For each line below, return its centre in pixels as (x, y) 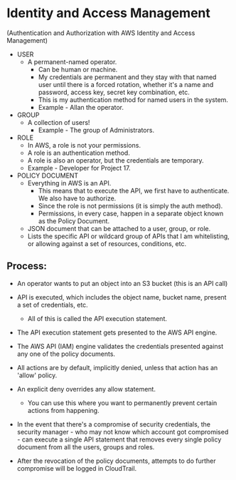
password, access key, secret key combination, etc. (114, 92)
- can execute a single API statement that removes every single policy (119, 439)
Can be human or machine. (78, 69)
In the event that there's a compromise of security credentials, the (114, 424)
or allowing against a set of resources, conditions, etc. (107, 243)
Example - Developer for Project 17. (79, 168)
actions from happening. (64, 410)
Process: (27, 266)
